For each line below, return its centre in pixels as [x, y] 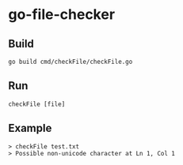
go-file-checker [62, 15]
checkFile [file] [37, 104]
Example [30, 128]
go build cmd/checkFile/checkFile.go [71, 62]
